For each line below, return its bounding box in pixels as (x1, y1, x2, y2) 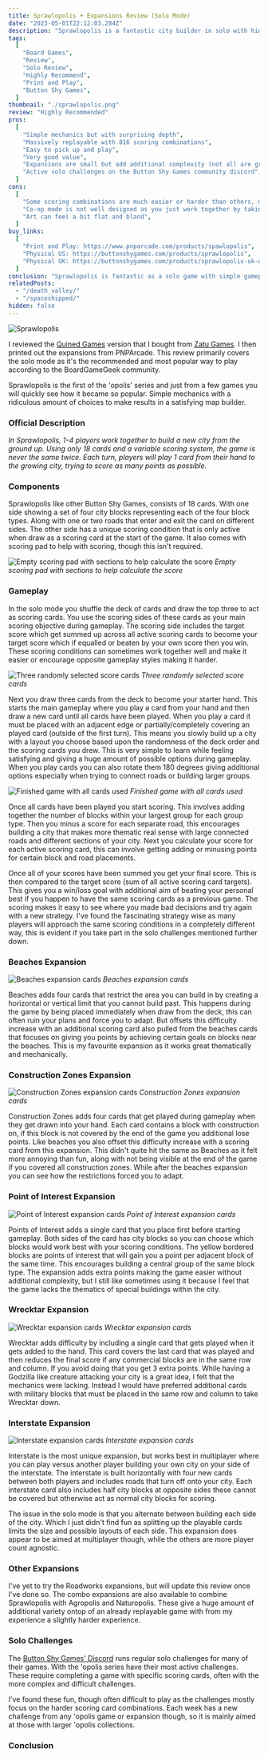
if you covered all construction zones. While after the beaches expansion (8, 1163, 248, 1172)
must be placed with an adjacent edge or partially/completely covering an (8, 719, 250, 729)
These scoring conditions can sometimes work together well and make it (8, 646, 247, 656)
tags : (8, 34, 26, 42)
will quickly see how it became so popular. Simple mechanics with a (8, 389, 231, 398)
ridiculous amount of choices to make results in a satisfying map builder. (8, 397, 246, 406)
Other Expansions (8, 1563, 80, 1575)
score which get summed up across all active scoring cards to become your (8, 629, 258, 638)
